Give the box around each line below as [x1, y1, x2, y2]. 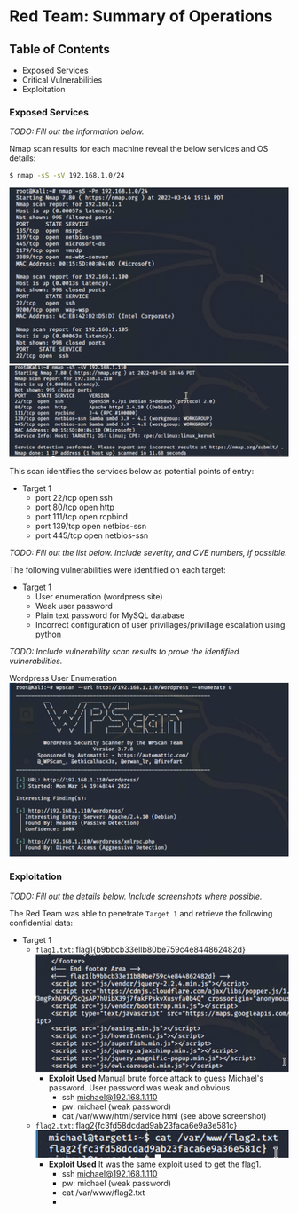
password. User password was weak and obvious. [48, 1082, 232, 1093]
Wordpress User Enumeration [9, 673, 117, 684]
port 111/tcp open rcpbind [35, 511, 129, 522]
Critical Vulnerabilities [21, 75, 103, 85]
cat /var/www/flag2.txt [61, 1187, 145, 1198]
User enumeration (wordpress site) [35, 591, 163, 602]
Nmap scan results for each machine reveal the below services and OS [9, 144, 269, 155]
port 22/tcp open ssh [35, 493, 114, 503]
